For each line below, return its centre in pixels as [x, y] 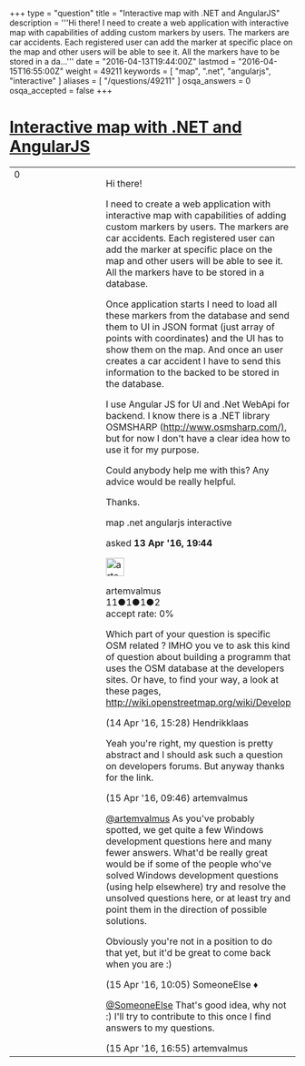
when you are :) [139, 964]
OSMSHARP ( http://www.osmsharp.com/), [197, 427]
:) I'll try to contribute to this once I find [188, 1016]
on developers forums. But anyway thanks [196, 766]
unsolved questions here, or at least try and [198, 898]
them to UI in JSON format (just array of [190, 327]
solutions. [127, 920]
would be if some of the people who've [189, 864]
